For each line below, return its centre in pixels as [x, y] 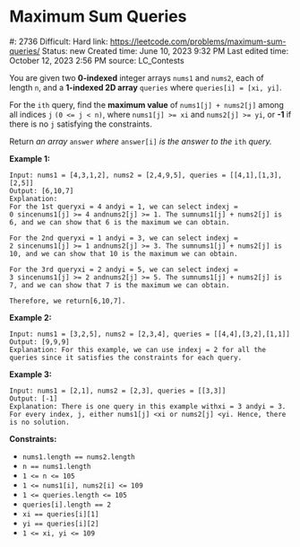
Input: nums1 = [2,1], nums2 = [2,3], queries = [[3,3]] [118, 391]
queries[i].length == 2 [67, 505]
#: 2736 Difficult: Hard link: [59, 41]
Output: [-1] [34, 398]
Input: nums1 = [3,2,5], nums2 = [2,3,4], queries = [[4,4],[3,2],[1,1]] [150, 334]
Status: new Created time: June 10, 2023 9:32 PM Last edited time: [165, 50]
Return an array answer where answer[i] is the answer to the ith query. [141, 141]
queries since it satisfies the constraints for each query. [126, 357]
